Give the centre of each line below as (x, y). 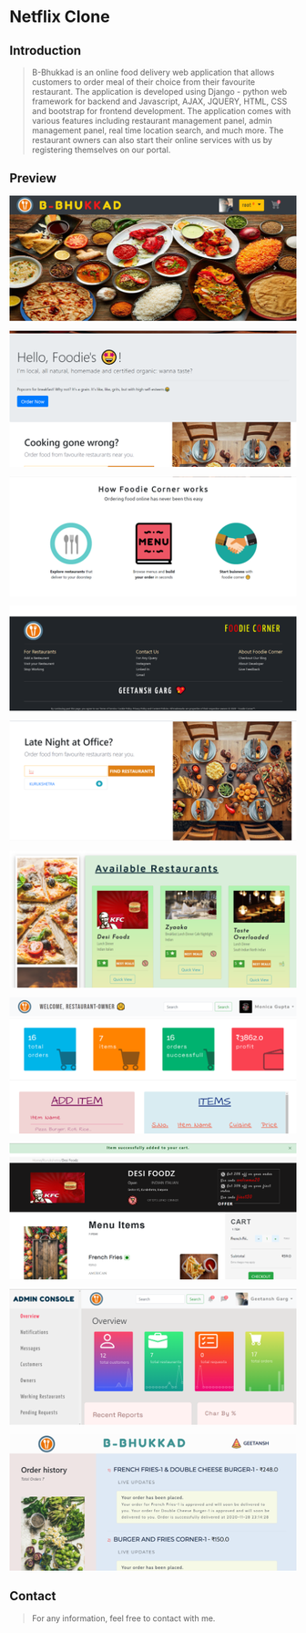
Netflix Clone (60, 17)
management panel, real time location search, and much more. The (158, 130)
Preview (33, 178)
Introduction (46, 51)
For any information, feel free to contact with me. (123, 1618)
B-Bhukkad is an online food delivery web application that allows (153, 72)
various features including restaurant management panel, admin (152, 121)
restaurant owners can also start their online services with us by (152, 140)
